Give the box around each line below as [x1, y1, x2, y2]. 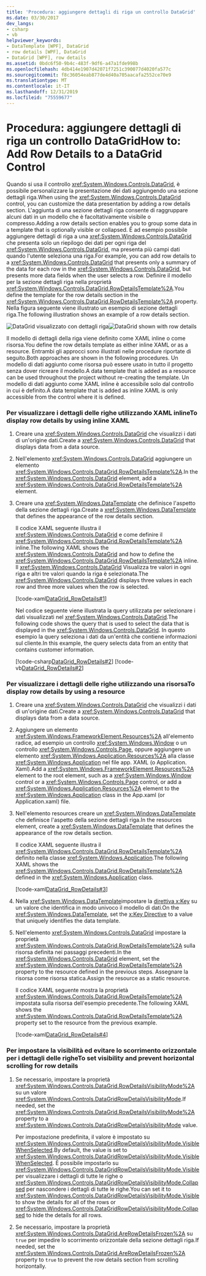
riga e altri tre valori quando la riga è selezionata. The [15, 570, 149, 577]
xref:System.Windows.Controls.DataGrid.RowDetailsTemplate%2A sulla [15, 942, 196, 950]
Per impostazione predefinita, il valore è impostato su [15, 1133, 150, 1140]
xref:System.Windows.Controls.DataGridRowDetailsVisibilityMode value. [15, 1121, 198, 1129]
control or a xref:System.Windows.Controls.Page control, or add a [15, 778, 182, 786]
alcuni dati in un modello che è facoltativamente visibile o [6, 213, 151, 220]
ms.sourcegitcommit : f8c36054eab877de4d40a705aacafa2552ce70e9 [6, 72, 172, 78]
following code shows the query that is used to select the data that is [15, 620, 189, 627]
